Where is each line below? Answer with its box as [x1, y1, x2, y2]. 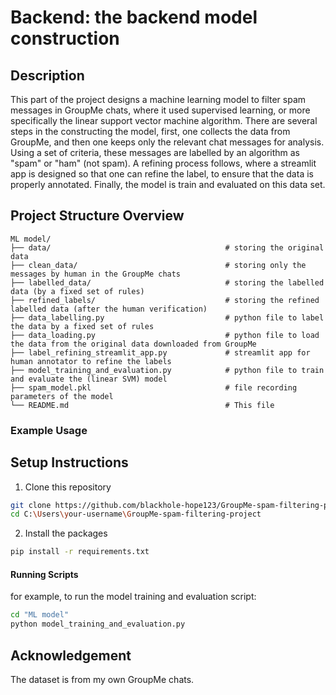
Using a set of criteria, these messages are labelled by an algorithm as [10, 147, 301, 158]
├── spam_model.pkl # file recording [10, 382, 298, 393]
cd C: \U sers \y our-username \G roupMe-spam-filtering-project [10, 509, 262, 520]
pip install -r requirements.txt [10, 547, 150, 557]
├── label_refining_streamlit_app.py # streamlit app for [10, 347, 311, 358]
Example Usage [10, 423, 88, 437]
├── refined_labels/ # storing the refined [10, 295, 320, 305]
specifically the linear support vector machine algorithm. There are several [10, 115, 318, 126]
